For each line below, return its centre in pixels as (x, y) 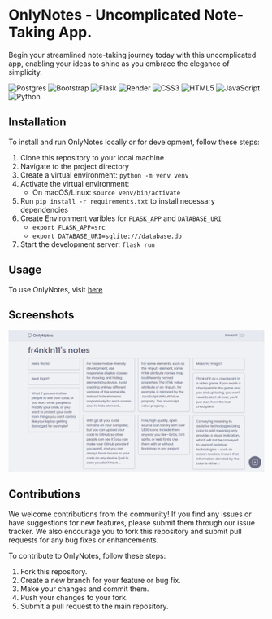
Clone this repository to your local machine (92, 157)
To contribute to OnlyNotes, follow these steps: (87, 555)
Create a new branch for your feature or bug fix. (100, 580)
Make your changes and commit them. (84, 589)
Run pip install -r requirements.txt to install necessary (117, 200)
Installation (37, 123)
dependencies (44, 209)
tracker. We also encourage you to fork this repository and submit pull (125, 531)
